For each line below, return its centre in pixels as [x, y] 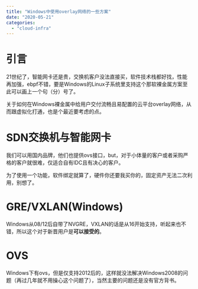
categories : [21, 23]
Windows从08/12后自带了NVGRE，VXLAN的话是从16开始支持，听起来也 [94, 224]
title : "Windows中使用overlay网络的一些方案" [59, 12]
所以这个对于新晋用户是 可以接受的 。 [60, 232]
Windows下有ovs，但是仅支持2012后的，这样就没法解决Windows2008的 [95, 273]
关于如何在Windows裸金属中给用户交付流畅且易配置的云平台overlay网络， [96, 104]
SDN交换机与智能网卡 [59, 138]
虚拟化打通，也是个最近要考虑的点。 [60, 112]
